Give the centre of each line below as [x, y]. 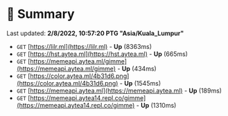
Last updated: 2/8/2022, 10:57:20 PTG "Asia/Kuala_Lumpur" [95, 33]
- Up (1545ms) [140, 83]
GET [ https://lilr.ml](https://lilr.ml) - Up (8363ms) [84, 46]
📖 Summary [41, 14]
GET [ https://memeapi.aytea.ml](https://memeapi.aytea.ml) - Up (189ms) [119, 90]
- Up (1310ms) [156, 105]
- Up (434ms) [137, 68]
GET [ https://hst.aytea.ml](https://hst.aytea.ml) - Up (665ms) [102, 54]
